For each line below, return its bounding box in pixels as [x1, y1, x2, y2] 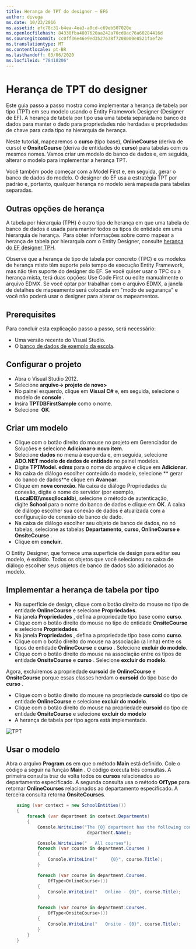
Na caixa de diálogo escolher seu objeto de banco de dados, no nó [14, 519, 176, 526]
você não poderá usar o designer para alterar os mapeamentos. [6, 293, 159, 300]
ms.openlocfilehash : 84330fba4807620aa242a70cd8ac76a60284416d [6, 30, 163, 36]
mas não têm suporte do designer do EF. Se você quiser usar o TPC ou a [6, 268, 181, 275]
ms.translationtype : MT [6, 42, 64, 47]
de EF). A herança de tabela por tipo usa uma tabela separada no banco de [6, 115, 187, 122]
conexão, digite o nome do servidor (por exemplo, [14, 488, 135, 495]
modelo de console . [14, 394, 65, 401]
